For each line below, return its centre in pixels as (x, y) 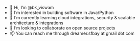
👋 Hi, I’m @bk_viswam (32, 7)
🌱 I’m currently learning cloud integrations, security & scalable (72, 18)
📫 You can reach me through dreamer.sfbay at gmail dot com (72, 33)
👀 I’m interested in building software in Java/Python (62, 13)
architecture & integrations (36, 23)
